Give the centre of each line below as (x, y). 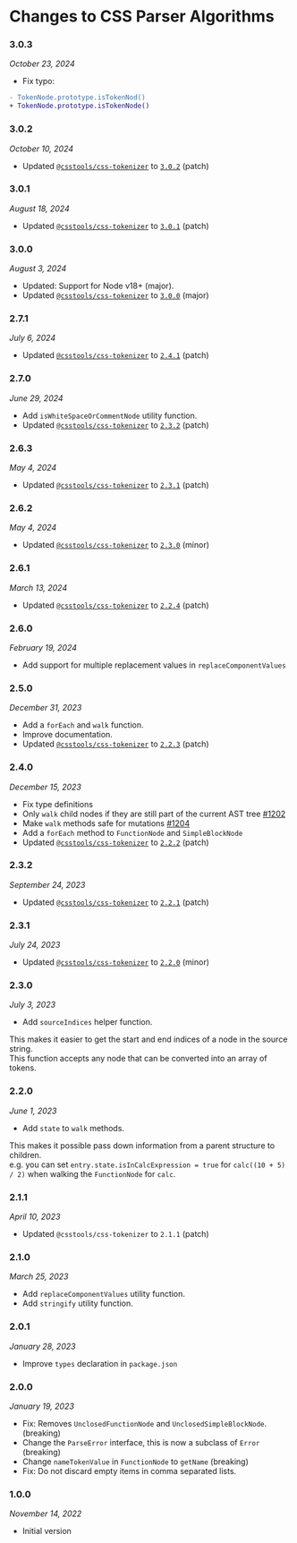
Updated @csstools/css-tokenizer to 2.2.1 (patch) (115, 902)
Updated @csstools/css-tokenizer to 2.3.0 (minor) (116, 545)
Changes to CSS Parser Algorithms (142, 17)
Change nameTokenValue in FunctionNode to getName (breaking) (135, 1462)
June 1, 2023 (33, 1111)
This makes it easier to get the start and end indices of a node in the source (148, 1039)
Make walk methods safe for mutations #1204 (106, 823)
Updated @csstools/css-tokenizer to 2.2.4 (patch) (115, 605)
